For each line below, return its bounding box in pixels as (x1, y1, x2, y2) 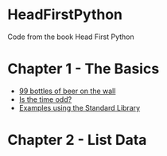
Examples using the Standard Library (18, 103, 141, 112)
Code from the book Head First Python (7, 32, 134, 41)
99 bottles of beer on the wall (18, 86, 116, 96)
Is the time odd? (18, 94, 72, 104)
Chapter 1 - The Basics (7, 60, 160, 78)
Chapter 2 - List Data (7, 131, 147, 149)
